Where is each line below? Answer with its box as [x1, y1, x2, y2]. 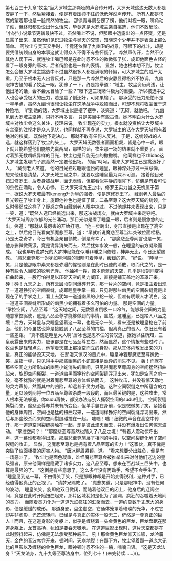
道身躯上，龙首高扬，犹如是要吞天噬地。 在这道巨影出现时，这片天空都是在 [5, 525, 164, 531]
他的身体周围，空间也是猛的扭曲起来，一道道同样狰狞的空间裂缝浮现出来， [5, 409, 162, 415]
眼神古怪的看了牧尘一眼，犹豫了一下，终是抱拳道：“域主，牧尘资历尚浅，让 [5, 82, 165, 87]
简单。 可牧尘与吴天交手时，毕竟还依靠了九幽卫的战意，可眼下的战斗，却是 [5, 43, 164, 49]
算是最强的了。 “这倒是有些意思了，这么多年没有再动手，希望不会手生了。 [5, 467, 161, 473]
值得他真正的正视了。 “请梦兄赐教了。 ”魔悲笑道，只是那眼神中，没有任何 [9, 480, 165, 485]
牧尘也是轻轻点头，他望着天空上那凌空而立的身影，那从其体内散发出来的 [5, 345, 158, 351]
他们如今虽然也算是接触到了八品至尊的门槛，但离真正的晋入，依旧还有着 [14, 326, 167, 331]
